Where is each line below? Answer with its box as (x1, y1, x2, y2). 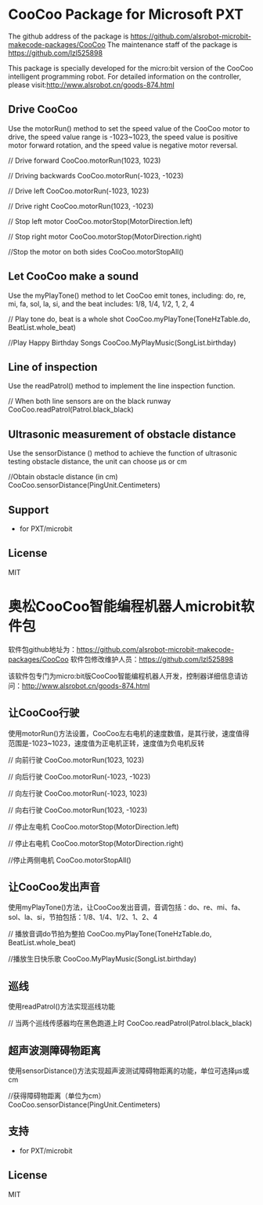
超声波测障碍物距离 (8, 1043, 101, 1057)
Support (8, 503, 49, 516)
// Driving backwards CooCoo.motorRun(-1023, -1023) (8, 170, 184, 180)
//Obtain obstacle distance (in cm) (8, 472, 119, 482)
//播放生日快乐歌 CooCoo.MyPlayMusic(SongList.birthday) (8, 954, 197, 964)
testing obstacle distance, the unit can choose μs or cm (8, 457, 187, 467)
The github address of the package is (8, 31, 129, 41)
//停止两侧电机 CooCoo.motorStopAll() (8, 855, 131, 865)
